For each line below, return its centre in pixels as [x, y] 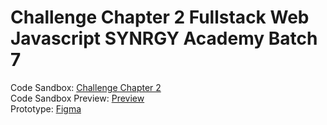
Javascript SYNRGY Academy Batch [164, 38]
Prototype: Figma [46, 108]
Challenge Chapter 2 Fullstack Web [160, 17]
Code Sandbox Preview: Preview [77, 98]
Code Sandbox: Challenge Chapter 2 [86, 87]
